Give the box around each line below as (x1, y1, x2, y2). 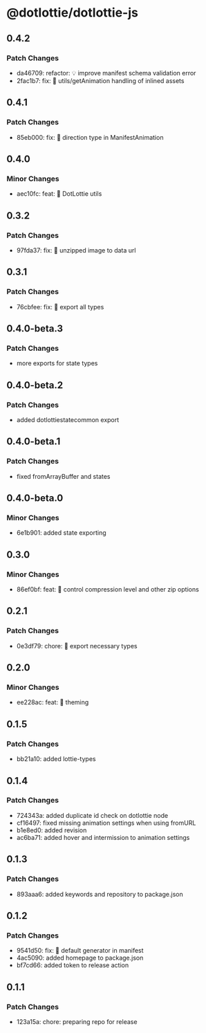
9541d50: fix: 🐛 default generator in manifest (16, 947, 144, 955)
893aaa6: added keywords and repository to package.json (16, 890, 184, 898)
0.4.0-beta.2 (6, 379, 64, 391)
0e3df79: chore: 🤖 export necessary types (16, 641, 138, 650)
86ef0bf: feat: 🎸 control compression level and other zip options (16, 585, 200, 594)
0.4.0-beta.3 (6, 323, 64, 335)
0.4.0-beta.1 (6, 436, 61, 448)
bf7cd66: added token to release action (16, 961, 129, 969)
